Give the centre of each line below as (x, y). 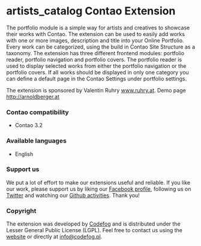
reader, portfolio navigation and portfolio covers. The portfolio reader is (94, 59)
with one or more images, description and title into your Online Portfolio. (95, 40)
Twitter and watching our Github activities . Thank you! (73, 195)
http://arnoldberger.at (33, 97)
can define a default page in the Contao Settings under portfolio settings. (97, 79)
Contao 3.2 (29, 125)
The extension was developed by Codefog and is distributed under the (94, 224)
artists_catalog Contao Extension (91, 11)
